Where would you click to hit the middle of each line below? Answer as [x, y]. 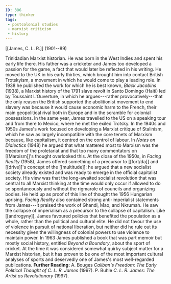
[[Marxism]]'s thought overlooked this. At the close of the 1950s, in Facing [83, 156]
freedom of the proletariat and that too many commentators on [71, 151]
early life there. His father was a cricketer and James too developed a [79, 64]
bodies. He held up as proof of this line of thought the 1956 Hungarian [79, 194]
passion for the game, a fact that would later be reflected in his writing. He [83, 69]
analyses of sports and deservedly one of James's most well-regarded [80, 259]
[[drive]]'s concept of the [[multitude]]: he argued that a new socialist [78, 167]
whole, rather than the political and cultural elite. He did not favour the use [83, 221]
